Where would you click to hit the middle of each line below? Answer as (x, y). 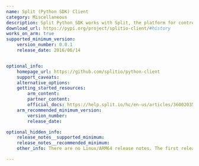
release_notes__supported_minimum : (61, 138)
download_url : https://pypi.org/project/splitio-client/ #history (88, 28)
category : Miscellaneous (37, 17)
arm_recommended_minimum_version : (59, 110)
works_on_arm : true (30, 34)
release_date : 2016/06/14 (49, 50)
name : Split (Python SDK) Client (47, 12)
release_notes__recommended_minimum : (63, 143)
